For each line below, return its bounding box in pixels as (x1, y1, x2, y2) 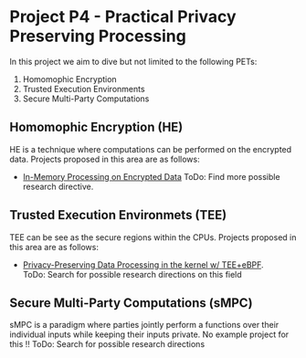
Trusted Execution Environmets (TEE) (9, 207, 227, 223)
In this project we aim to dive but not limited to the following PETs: (9, 56, 258, 67)
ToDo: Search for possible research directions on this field (22, 268, 242, 279)
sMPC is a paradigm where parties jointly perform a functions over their (9, 320, 280, 331)
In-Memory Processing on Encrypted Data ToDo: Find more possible (22, 171, 280, 182)
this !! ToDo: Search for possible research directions (9, 339, 206, 350)
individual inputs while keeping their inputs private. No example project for (9, 329, 290, 340)
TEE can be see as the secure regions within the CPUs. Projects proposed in (9, 231, 297, 243)
